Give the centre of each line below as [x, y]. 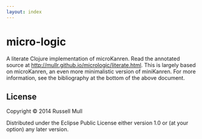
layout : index [24, 12]
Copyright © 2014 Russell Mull [45, 111]
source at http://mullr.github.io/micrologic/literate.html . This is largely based [101, 65]
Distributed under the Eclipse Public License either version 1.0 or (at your [97, 123]
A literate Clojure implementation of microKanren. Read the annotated [93, 59]
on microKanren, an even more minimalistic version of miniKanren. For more [101, 71]
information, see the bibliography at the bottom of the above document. [96, 78]
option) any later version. [37, 129]
